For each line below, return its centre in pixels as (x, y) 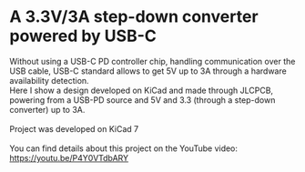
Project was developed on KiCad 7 (74, 128)
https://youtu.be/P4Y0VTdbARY (69, 157)
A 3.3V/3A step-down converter (134, 17)
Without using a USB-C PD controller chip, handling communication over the (152, 61)
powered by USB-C (83, 36)
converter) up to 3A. (47, 109)
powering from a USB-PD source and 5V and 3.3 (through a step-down (142, 100)
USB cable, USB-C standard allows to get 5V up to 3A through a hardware (148, 71)
